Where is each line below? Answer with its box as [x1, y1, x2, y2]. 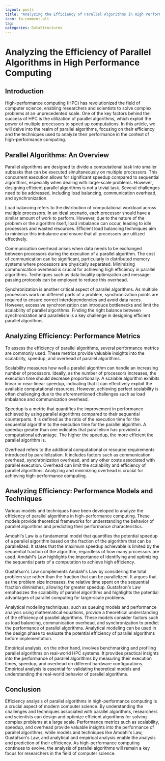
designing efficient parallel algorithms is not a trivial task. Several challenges [5, 185, 160, 191]
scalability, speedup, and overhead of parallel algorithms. [5, 355, 121, 361]
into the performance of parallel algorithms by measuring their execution [5, 655, 152, 661]
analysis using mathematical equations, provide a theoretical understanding [5, 609, 158, 615]
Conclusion [5, 685, 41, 693]
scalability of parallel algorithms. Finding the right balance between [5, 307, 141, 313]
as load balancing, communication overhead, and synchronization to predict [5, 620, 159, 625]
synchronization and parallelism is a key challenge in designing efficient [5, 312, 151, 318]
